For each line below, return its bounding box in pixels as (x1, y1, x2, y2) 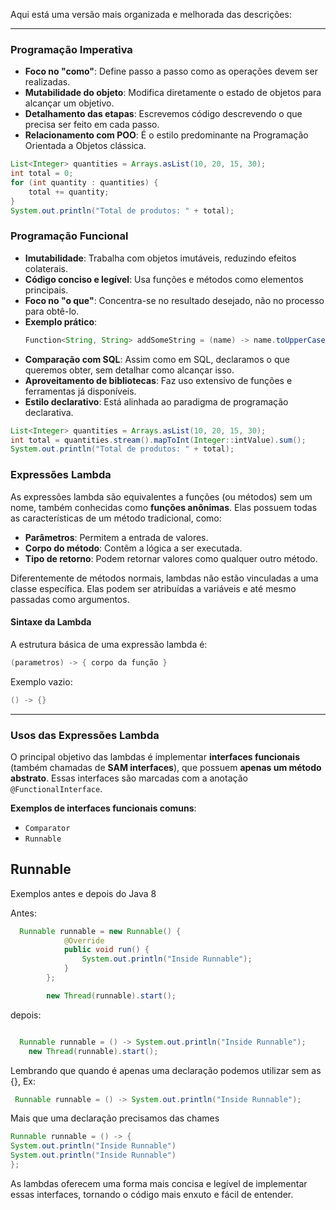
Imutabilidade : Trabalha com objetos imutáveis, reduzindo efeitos (24, 252, 297, 264)
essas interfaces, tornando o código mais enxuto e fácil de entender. (10, 1188, 294, 1200)
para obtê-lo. (24, 305, 80, 317)
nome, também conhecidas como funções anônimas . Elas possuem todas (10, 501, 318, 513)
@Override (63, 935, 105, 946)
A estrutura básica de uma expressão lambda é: (10, 638, 208, 650)
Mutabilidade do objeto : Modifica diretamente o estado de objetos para (24, 87, 322, 99)
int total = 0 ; (10, 169, 74, 179)
